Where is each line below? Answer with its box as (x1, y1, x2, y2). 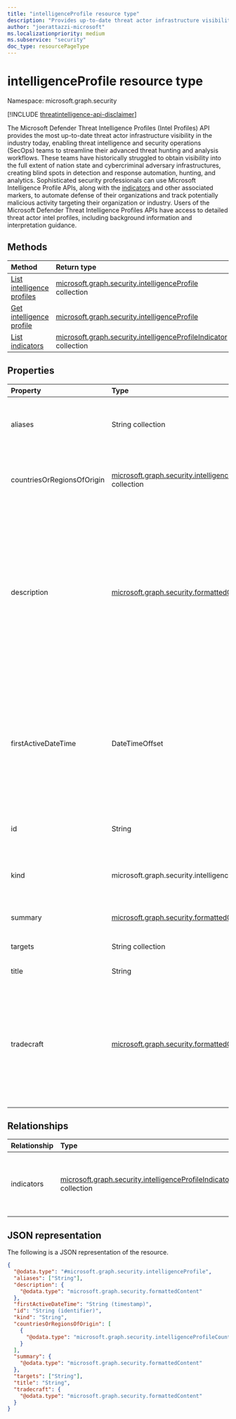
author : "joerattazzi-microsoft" (7, 23, 105, 30)
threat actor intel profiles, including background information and (7, 213, 192, 221)
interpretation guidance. (7, 221, 77, 229)
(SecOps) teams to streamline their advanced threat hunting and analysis (7, 146, 219, 155)
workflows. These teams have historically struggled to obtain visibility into (7, 153, 221, 162)
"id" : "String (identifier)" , (13, 1307, 102, 1315)
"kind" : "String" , (13, 1314, 68, 1321)
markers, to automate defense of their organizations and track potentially (7, 191, 219, 199)
